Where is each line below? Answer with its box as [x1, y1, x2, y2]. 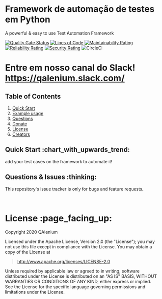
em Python [5, 14, 51, 25]
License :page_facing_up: [5, 212, 112, 224]
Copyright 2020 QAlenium [5, 229, 58, 235]
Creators [12, 131, 30, 137]
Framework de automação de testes [5, 3, 155, 15]
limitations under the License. [5, 289, 65, 295]
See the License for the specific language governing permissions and [5, 284, 146, 290]
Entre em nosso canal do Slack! [5, 62, 136, 73]
